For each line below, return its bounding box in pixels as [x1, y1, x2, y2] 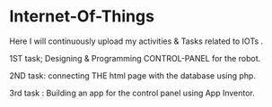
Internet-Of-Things [9, 6, 155, 27]
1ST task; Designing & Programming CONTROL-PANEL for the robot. [9, 53, 261, 63]
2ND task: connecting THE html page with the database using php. [9, 70, 256, 81]
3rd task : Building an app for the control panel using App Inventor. [9, 87, 256, 98]
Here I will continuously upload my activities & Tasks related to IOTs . [9, 36, 264, 46]
